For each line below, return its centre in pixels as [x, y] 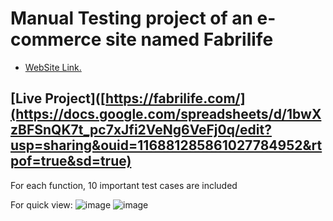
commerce [56, 39]
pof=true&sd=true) [71, 161]
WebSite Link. [53, 67]
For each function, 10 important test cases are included [124, 185]
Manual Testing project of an [131, 18]
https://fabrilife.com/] [175, 98]
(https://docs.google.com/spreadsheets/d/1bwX [166, 114]
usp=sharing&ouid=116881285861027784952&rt [166, 145]
